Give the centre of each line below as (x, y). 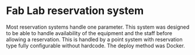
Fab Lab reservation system (75, 11)
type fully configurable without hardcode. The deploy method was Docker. (95, 46)
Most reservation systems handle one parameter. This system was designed (98, 27)
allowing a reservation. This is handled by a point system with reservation (94, 39)
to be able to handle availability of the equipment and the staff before (89, 33)
